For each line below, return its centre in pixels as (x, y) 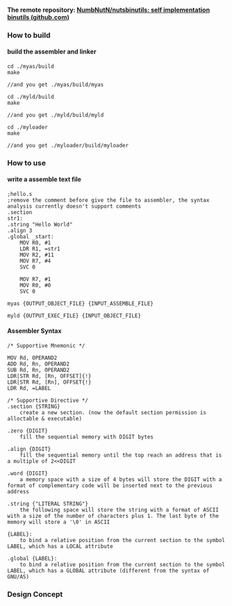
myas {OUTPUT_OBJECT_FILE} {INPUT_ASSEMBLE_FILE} (81, 303)
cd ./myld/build (31, 97)
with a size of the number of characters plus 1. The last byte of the (113, 516)
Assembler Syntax (34, 331)
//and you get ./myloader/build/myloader (68, 145)
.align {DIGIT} (29, 449)
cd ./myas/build (31, 66)
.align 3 (20, 230)
